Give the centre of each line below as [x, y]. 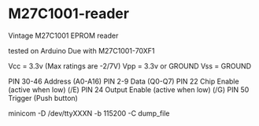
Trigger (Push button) [43, 98]
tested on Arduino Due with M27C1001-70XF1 [81, 50]
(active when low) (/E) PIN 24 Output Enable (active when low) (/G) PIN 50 [129, 89]
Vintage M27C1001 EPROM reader [63, 35]
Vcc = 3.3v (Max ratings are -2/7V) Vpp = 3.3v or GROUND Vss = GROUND [130, 66]
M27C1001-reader [69, 14]
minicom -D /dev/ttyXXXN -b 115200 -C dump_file [89, 113]
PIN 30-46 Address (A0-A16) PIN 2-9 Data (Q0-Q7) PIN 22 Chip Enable [124, 81]
